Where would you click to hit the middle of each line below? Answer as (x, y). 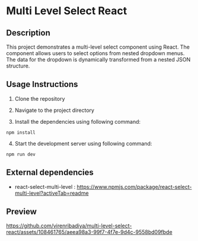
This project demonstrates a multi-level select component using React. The (98, 47)
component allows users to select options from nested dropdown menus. (95, 53)
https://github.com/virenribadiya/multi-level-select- (69, 226)
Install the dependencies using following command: (78, 121)
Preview (22, 212)
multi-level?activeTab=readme (52, 193)
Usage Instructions (42, 84)
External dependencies (50, 173)
